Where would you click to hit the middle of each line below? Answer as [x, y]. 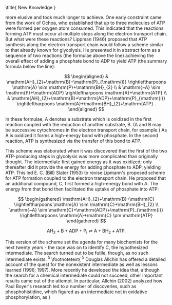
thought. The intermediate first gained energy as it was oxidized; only [79, 162]
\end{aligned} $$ [86, 109]
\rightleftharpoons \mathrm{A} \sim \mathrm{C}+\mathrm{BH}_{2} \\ [86, 204]
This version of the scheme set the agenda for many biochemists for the [82, 242]
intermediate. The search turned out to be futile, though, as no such [77, 253]
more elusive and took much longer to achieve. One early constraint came [83, 17]
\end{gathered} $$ [86, 221]
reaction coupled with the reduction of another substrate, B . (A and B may [83, 125]
